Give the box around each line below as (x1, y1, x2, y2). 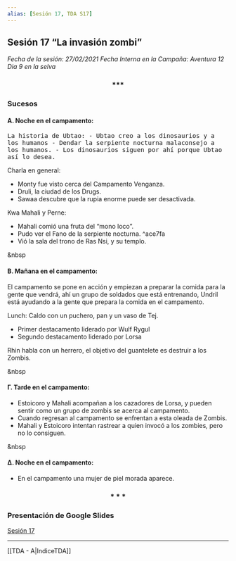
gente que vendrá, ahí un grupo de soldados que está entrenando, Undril (7, 290, 218, 298)
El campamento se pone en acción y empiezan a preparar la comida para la (7, 282, 226, 291)
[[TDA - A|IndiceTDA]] (7, 547, 72, 555)
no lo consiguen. (17, 429, 66, 437)
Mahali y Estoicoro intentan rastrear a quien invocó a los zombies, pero (17, 421, 223, 429)
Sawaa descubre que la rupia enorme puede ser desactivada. (17, 195, 196, 203)
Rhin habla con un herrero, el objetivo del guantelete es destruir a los (7, 346, 207, 354)
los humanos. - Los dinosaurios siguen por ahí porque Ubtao (7, 146, 223, 154)
